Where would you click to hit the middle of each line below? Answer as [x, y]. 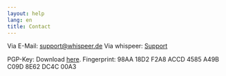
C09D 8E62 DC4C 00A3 [42, 67]
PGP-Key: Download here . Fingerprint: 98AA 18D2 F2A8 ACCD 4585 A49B [113, 59]
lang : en [20, 20]
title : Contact [29, 26]
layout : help [26, 13]
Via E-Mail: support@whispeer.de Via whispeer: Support [87, 46]
